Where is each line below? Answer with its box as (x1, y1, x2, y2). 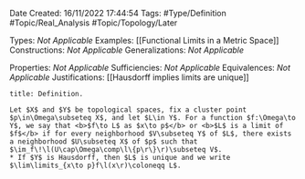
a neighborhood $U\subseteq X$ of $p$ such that (9, 137, 198, 146)
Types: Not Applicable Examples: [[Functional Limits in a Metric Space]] (9, 35, 279, 45)
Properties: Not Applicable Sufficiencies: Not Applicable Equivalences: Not (9, 63, 290, 73)
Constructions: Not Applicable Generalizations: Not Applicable (9, 45, 245, 55)
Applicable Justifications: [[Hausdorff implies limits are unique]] (9, 72, 249, 83)
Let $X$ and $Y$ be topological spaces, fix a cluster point (9, 105, 247, 114)
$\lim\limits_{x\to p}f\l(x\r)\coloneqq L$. (9, 161, 182, 170)
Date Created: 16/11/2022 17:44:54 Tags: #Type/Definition (9, 8, 226, 18)
